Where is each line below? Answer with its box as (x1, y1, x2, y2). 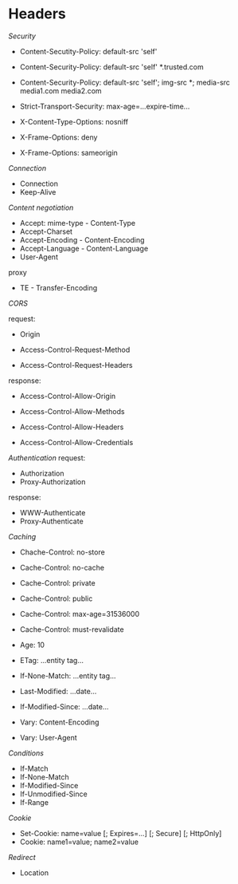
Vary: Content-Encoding (19, 717, 99, 727)
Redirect (8, 852, 36, 862)
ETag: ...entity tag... (19, 655, 84, 665)
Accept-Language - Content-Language (19, 243, 149, 253)
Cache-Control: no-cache (19, 562, 105, 572)
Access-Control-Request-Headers (19, 360, 133, 369)
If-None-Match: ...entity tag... (19, 671, 117, 681)
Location (19, 867, 49, 878)
